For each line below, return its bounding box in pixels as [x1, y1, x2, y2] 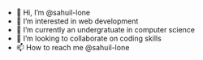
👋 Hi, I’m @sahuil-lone [15, 8, 91, 17]
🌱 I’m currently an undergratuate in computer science [15, 25, 195, 34]
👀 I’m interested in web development [15, 16, 139, 26]
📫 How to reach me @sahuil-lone [15, 43, 130, 52]
